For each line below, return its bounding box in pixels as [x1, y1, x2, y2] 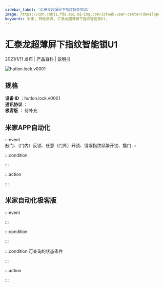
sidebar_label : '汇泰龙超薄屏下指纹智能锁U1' [5, 7, 90, 12]
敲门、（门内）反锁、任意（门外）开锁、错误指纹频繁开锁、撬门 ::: [5, 142, 137, 148]
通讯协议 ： [5, 102, 28, 107]
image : [5, 12, 19, 17]
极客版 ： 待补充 [5, 107, 38, 113]
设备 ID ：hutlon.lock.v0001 [5, 95, 61, 101]
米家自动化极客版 [5, 196, 57, 205]
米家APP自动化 [5, 123, 50, 131]
